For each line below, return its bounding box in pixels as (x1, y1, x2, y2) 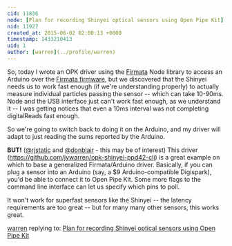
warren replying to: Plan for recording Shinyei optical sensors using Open (7, 224, 216, 232)
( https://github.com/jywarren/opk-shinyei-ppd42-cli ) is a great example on (7, 153, 220, 161)
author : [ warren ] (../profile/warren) (7, 49, 116, 56)
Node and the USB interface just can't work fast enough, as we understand (7, 97, 221, 105)
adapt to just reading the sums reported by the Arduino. (7, 132, 166, 140)
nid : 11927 (7, 23, 39, 30)
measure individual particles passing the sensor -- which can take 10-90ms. (7, 89, 224, 97)
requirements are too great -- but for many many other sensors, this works (7, 203, 220, 211)
